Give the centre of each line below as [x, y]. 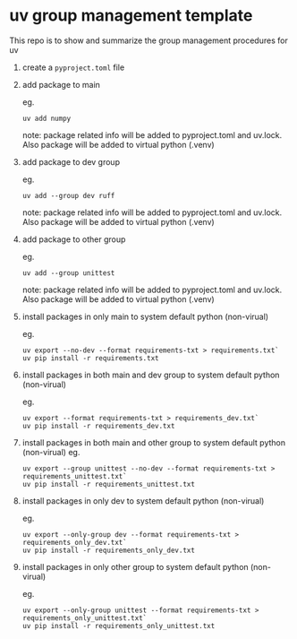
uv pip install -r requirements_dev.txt [98, 426]
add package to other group [74, 239]
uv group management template [131, 16]
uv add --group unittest [68, 273]
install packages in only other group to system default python [135, 566]
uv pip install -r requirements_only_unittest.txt [119, 626]
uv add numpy [47, 118]
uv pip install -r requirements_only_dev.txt [108, 550]
